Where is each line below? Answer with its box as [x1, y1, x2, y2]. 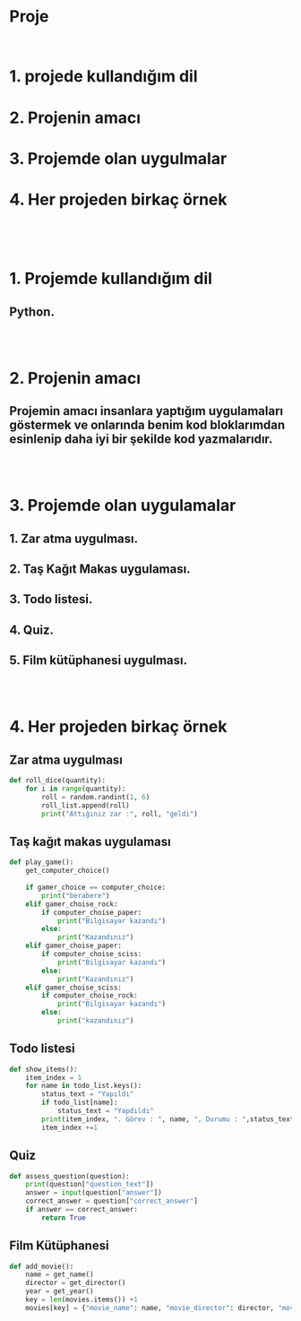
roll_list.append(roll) [41, 800, 130, 810]
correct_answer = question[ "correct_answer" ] [25, 1196, 199, 1206]
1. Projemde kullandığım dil [9, 269, 213, 289]
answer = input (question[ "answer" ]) [25, 1188, 163, 1197]
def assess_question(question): [9, 1171, 130, 1180]
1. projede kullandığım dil [9, 66, 199, 87]
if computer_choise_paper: [41, 908, 142, 917]
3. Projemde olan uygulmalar [9, 148, 228, 168]
